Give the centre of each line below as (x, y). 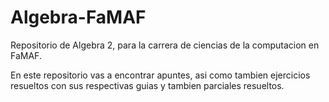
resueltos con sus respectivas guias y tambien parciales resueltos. (147, 85)
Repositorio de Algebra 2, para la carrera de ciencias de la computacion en (165, 45)
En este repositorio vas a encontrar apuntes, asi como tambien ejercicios (160, 75)
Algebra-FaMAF (78, 17)
